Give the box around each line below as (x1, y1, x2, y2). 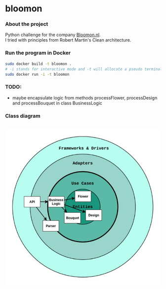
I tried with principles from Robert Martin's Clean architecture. (5, 37, 131, 43)
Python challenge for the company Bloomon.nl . (5, 32, 101, 38)
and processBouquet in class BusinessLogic (12, 100, 103, 106)
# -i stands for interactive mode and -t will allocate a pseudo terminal (5, 66, 163, 72)
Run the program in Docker (5, 49, 71, 56)
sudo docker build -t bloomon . (5, 61, 72, 66)
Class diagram (5, 112, 41, 119)
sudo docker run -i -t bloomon (5, 72, 70, 77)
